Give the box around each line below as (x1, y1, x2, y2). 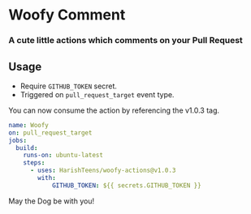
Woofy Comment (8, 6, 126, 24)
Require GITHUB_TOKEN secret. (19, 81, 118, 91)
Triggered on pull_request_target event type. (19, 89, 175, 99)
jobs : (8, 136, 27, 144)
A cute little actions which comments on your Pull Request (8, 35, 244, 46)
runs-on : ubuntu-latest (23, 152, 104, 160)
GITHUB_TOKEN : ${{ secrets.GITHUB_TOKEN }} (51, 181, 201, 190)
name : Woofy (8, 121, 49, 129)
